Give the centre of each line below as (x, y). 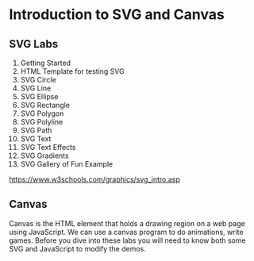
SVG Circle (38, 80)
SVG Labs (34, 44)
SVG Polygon (42, 113)
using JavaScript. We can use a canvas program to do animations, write (127, 232)
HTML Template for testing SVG (73, 71)
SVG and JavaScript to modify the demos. (77, 248)
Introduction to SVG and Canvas (117, 15)
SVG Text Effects (48, 147)
